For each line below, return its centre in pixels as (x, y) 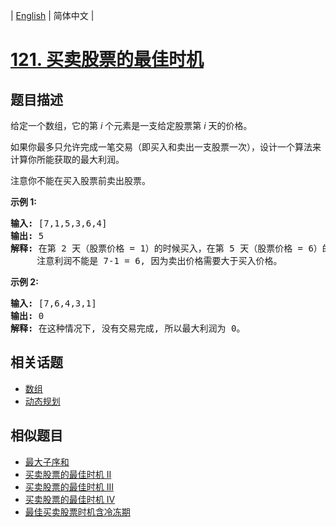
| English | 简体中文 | (52, 15)
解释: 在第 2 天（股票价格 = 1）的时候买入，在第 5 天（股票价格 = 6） (166, 248)
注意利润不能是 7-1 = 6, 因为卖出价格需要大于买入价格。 (159, 260)
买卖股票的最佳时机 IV (70, 499)
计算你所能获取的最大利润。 (67, 159)
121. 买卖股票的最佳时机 (107, 60)
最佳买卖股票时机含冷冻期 (77, 511)
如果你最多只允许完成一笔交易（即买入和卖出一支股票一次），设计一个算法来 (166, 147)
